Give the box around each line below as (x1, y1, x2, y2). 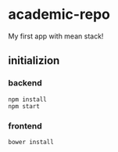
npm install (8, 96, 47, 103)
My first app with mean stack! (8, 31, 104, 41)
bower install (8, 138, 55, 146)
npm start (8, 102, 41, 110)
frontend (8, 120, 43, 131)
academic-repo (8, 5, 111, 24)
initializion (8, 54, 60, 67)
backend (8, 78, 42, 89)
